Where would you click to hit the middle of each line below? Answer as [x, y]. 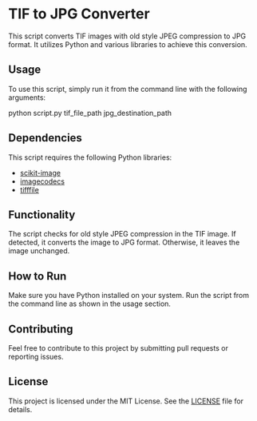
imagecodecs [42, 181]
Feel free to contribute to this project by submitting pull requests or [119, 348]
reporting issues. [36, 357]
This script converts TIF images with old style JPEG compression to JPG [127, 36]
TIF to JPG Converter [79, 14]
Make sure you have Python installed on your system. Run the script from [129, 296]
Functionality [42, 214]
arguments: [27, 97]
